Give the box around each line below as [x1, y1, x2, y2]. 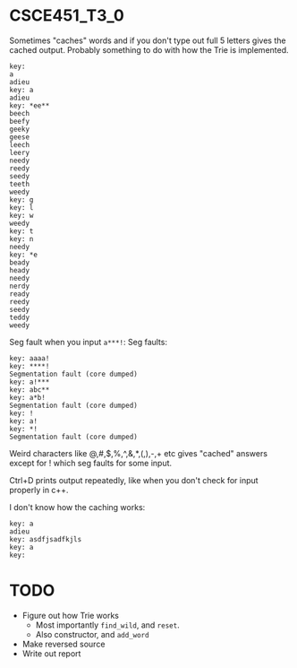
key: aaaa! [9, 353, 50, 363]
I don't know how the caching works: [9, 501, 146, 512]
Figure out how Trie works [21, 610, 119, 620]
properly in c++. [9, 484, 69, 495]
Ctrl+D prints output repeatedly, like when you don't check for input [9, 474, 259, 485]
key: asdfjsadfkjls [9, 534, 82, 543]
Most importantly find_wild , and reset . [35, 620, 181, 630]
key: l [9, 203, 34, 212]
